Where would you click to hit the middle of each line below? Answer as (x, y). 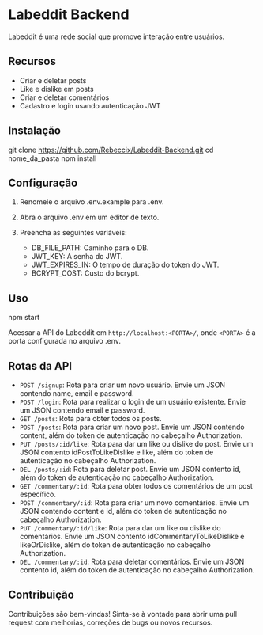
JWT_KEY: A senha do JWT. (77, 257)
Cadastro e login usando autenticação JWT (90, 105)
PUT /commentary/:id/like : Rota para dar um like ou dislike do (120, 528)
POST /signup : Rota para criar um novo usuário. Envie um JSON (122, 385)
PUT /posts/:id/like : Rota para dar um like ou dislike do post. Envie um (136, 444)
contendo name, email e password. (77, 393)
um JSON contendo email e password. (82, 410)
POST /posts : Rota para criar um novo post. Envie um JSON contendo (132, 427)
